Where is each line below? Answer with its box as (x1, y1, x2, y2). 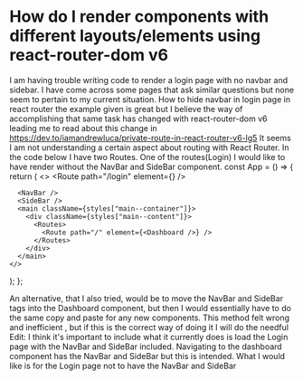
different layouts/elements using (9, 25, 260, 46)
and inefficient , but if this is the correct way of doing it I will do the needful (9, 321, 289, 332)
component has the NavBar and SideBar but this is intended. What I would (9, 350, 286, 361)
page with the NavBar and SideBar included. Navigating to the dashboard (9, 341, 282, 352)
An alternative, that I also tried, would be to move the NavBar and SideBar (9, 292, 283, 304)
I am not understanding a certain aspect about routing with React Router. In (9, 142, 289, 153)
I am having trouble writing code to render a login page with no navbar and (9, 74, 288, 85)
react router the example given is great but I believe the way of (9, 103, 243, 114)
